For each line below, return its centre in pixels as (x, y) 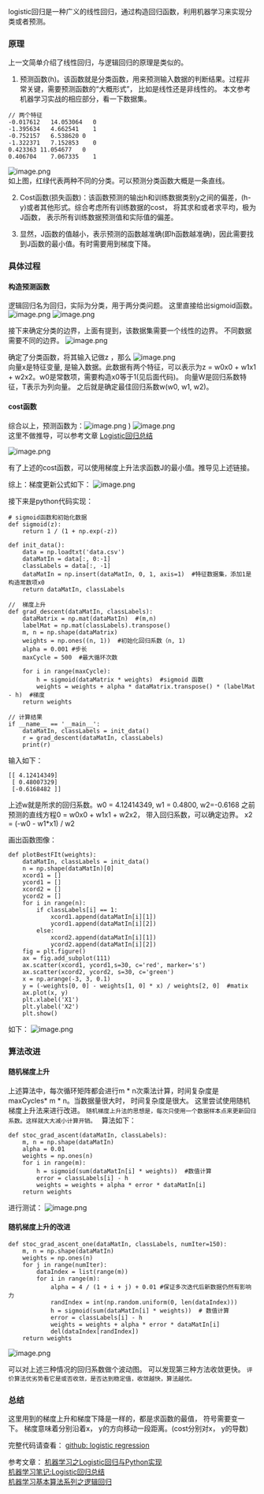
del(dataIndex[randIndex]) (95, 1332)
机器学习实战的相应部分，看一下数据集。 (85, 99)
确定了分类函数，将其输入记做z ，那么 (70, 357)
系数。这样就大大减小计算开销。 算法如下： (72, 1120)
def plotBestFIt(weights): (52, 854)
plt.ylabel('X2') (51, 1007)
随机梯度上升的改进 (39, 1227)
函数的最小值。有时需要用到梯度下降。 (93, 244)
